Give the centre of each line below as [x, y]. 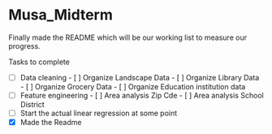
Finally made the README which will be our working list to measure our [128, 37]
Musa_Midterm [61, 15]
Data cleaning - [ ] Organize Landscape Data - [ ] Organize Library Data [140, 77]
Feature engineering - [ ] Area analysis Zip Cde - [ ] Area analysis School [142, 95]
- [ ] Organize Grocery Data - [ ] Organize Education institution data [133, 86]
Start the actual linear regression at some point [99, 113]
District [32, 105]
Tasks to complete [39, 62]
